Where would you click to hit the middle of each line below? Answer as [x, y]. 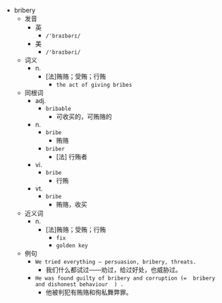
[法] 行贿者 [72, 157]
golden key [72, 246]
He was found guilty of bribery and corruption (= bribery [125, 278]
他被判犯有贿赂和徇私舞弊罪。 [89, 292]
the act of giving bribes [94, 85]
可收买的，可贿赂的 [84, 117]
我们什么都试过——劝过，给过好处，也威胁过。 [113, 270]
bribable [58, 109]
